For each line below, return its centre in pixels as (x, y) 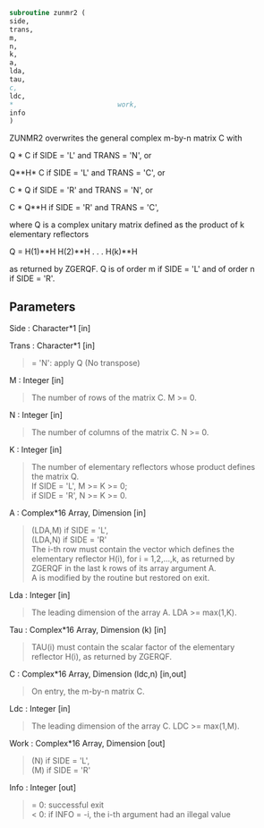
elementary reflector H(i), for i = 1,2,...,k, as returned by (133, 559)
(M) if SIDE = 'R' (61, 771)
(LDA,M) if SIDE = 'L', (70, 530)
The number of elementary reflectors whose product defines (143, 467)
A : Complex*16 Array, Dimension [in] (77, 513)
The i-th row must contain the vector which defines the (132, 550)
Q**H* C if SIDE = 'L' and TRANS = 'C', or (87, 173)
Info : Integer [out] (43, 788)
